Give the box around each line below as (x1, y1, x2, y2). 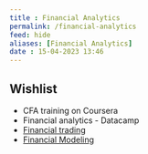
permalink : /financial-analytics (9, 22, 137, 31)
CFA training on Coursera (22, 105, 119, 116)
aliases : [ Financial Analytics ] (9, 38, 132, 48)
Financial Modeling (22, 134, 94, 145)
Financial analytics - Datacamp (22, 115, 140, 126)
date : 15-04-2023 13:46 (9, 47, 104, 56)
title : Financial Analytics (9, 13, 121, 23)
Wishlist (9, 81, 58, 97)
